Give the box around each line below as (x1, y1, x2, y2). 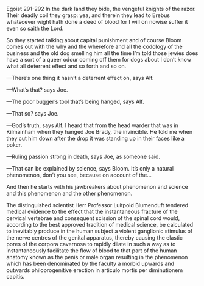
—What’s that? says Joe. (6, 86, 68, 94)
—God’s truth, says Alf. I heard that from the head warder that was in (6, 122, 178, 129)
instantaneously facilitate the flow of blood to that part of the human (6, 247, 178, 254)
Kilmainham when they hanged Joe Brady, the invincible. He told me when (6, 128, 193, 135)
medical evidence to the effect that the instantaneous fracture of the (6, 208, 178, 215)
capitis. (6, 273, 25, 280)
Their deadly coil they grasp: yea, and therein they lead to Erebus (6, 12, 171, 19)
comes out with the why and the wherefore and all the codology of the (6, 43, 183, 50)
